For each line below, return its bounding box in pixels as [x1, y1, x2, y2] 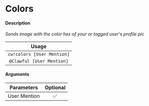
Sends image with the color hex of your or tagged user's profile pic [5, 31, 144, 37]
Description [5, 20, 31, 26]
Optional [44, 84, 66, 91]
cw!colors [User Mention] [8, 51, 70, 57]
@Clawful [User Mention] [9, 58, 69, 64]
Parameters [9, 84, 38, 91]
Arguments [5, 71, 30, 77]
